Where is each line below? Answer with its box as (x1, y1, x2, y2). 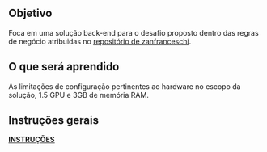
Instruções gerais (8, 113, 100, 128)
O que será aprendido (8, 60, 120, 74)
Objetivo (8, 6, 53, 20)
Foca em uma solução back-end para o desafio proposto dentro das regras (8, 27, 259, 37)
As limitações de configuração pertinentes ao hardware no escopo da (8, 81, 241, 91)
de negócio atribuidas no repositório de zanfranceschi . (8, 36, 192, 46)
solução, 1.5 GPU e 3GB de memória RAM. (8, 90, 150, 99)
